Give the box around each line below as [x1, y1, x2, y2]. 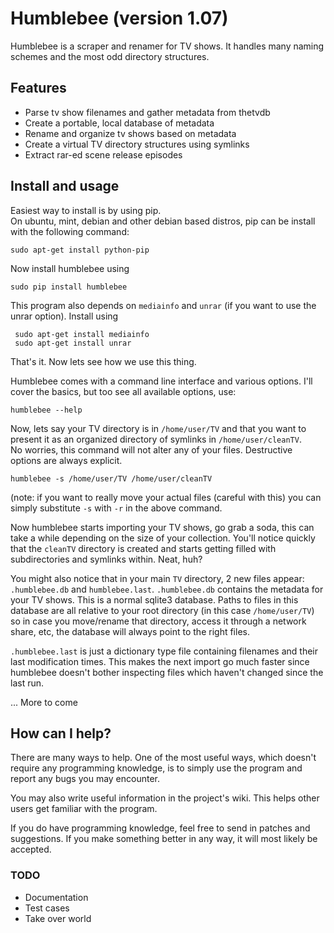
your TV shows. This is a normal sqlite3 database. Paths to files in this [10, 593, 299, 606]
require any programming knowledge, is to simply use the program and [10, 762, 303, 774]
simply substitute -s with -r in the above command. [10, 502, 223, 514]
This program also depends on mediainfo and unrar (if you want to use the [10, 299, 317, 311]
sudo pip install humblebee [10, 282, 128, 292]
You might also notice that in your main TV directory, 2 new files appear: [10, 572, 305, 584]
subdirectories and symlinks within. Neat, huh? [10, 553, 203, 565]
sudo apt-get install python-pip [10, 245, 150, 255]
